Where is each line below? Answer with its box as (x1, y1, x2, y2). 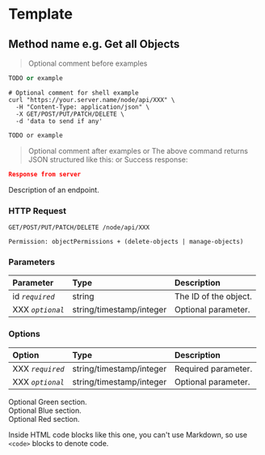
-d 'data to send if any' (15, 117, 103, 125)
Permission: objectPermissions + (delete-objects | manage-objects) (8, 237, 244, 245)
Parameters (8, 256, 55, 267)
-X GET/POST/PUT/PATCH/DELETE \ (15, 110, 125, 118)
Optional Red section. (8, 414, 80, 423)
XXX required (12, 363, 65, 374)
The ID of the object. (174, 291, 252, 302)
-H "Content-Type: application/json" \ (15, 103, 150, 111)
